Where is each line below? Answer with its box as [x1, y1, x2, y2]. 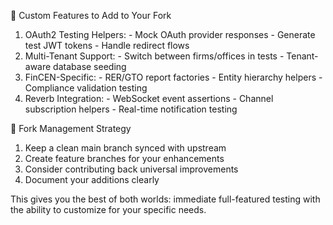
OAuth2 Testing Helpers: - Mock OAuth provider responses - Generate [24, 29, 316, 40]
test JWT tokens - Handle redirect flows [24, 40, 190, 51]
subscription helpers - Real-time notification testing [24, 103, 238, 115]
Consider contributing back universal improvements [24, 163, 239, 175]
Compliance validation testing [24, 82, 148, 94]
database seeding [53, 61, 127, 72]
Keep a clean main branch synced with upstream [24, 142, 227, 154]
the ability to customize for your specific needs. [10, 204, 207, 215]
